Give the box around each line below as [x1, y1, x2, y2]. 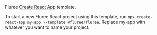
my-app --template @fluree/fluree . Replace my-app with [27, 19, 145, 25]
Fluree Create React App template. [5, 4, 76, 10]
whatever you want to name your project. [5, 24, 90, 30]
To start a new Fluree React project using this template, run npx [5, 14, 135, 19]
